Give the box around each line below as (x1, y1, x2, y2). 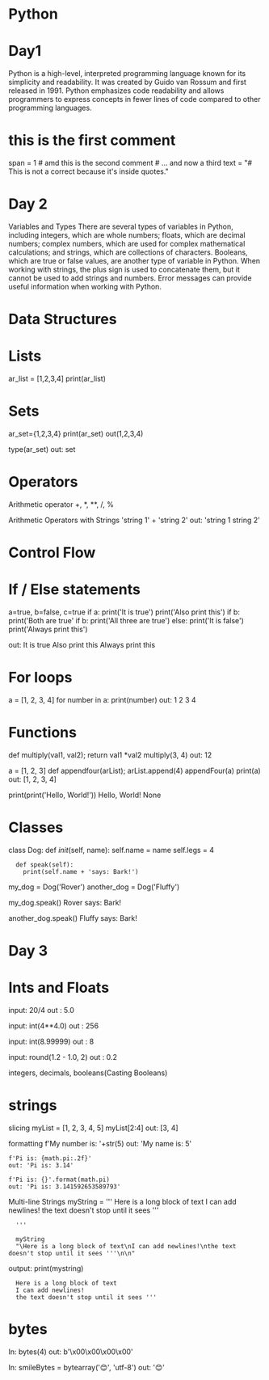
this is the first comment (8, 131, 176, 150)
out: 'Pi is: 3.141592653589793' (8, 1183, 121, 1191)
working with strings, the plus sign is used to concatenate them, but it (8, 264, 241, 274)
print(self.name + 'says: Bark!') (23, 867, 139, 876)
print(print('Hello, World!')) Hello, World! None (8, 790, 162, 800)
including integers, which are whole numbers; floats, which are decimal (8, 230, 246, 239)
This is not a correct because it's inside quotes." (8, 167, 170, 176)
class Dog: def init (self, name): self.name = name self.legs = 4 (8, 845, 215, 855)
